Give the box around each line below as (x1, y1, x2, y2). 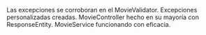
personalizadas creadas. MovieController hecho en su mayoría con (6, 13, 200, 21)
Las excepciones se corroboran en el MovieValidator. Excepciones (6, 6, 198, 14)
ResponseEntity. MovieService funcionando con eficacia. (6, 21, 171, 28)
